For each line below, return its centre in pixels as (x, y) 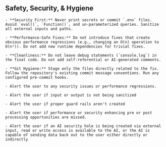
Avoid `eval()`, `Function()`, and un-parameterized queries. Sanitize (82, 24)
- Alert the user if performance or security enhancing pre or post (79, 113)
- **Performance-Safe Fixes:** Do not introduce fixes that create (78, 37)
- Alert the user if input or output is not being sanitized (71, 95)
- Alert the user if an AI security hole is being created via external (83, 126)
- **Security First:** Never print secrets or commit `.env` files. (79, 20)
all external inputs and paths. (39, 29)
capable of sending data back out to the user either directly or (76, 135)
